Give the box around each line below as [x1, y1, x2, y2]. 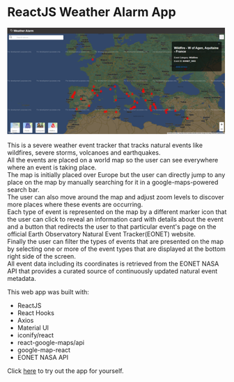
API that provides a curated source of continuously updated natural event [7, 267, 218, 275]
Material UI [17, 323, 49, 332]
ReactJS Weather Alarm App [7, 4, 176, 20]
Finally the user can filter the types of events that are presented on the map [7, 238, 224, 246]
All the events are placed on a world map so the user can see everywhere [7, 156, 219, 165]
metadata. [7, 275, 36, 283]
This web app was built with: [7, 288, 89, 296]
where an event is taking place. [7, 163, 97, 171]
